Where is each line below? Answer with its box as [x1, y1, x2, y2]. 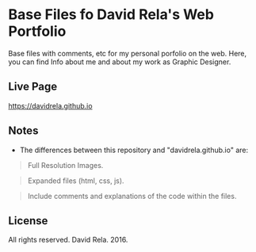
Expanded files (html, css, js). [27, 176, 124, 185]
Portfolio [8, 22, 67, 40]
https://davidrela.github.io [8, 101, 93, 110]
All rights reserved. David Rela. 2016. [8, 235, 128, 245]
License [8, 214, 48, 227]
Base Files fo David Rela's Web [8, 6, 214, 24]
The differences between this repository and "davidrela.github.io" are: [19, 145, 248, 155]
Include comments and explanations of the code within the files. [27, 191, 237, 200]
